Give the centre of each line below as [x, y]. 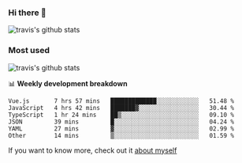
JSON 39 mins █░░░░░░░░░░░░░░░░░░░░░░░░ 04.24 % [121, 122]
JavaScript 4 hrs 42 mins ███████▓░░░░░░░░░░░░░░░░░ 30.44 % [121, 108]
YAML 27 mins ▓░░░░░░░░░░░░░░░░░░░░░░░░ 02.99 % [121, 129]
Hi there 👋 [28, 13]
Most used [29, 51]
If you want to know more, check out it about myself [93, 150]
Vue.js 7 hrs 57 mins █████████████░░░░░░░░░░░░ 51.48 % [121, 101]
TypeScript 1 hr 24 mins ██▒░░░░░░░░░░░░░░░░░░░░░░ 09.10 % [121, 115]
